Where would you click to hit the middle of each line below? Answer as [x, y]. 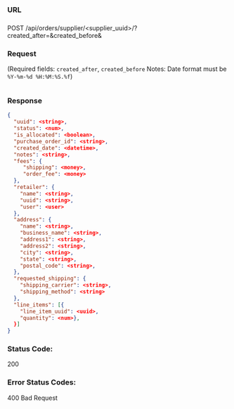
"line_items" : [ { [39, 305]
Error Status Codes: [41, 382]
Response [25, 101]
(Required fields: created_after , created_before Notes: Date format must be [117, 69]
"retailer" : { [34, 188]
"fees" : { [28, 161]
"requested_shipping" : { [50, 279]
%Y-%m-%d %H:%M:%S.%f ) [40, 77]
